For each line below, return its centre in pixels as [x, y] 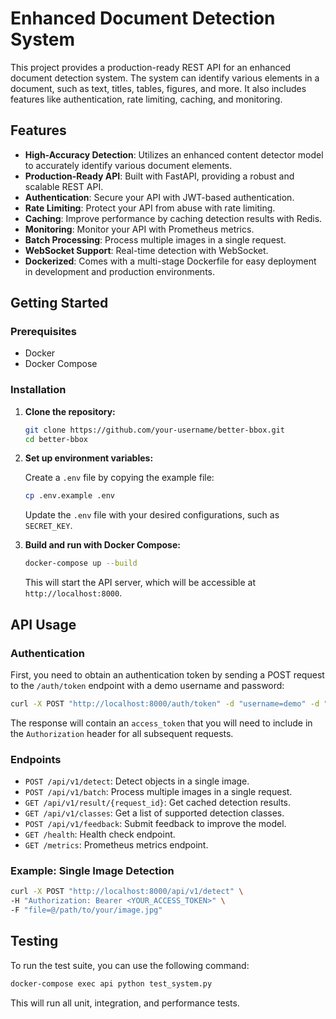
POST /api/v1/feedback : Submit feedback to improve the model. [155, 824]
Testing [34, 941]
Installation [38, 390]
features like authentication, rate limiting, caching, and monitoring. [146, 99]
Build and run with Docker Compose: [102, 545]
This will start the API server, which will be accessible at [140, 583]
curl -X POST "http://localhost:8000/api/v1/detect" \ [127, 892]
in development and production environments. [120, 271]
